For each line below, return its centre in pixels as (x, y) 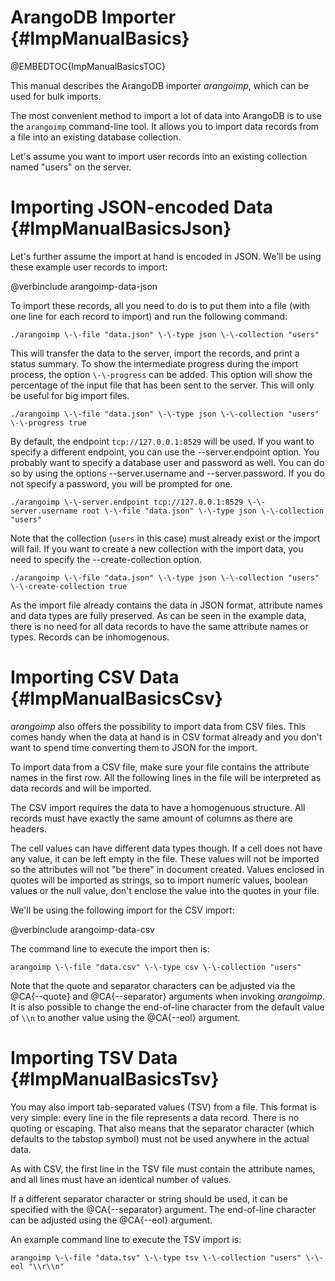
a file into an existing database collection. (96, 137)
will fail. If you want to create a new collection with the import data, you (157, 548)
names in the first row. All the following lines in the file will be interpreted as (166, 777)
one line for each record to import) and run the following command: (149, 316)
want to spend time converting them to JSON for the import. (134, 747)
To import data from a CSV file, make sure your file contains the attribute (160, 767)
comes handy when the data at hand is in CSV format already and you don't (166, 737)
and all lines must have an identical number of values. (121, 1179)
